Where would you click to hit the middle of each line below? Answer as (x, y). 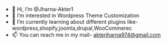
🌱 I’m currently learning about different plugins (69, 22)
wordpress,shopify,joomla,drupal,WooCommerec (72, 28)
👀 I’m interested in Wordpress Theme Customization (75, 15)
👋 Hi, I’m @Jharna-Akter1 (42, 9)
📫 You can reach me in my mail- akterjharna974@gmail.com (86, 35)
